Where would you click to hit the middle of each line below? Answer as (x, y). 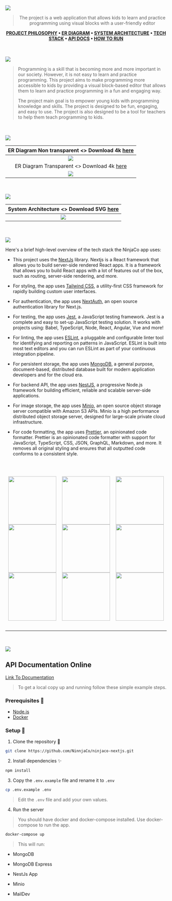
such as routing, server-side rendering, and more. (65, 276)
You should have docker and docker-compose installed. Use (81, 820)
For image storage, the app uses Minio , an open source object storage (87, 406)
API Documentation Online (48, 665)
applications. (26, 396)
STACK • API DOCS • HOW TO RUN (86, 39)
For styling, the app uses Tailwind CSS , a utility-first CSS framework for (88, 286)
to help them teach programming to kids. (61, 117)
